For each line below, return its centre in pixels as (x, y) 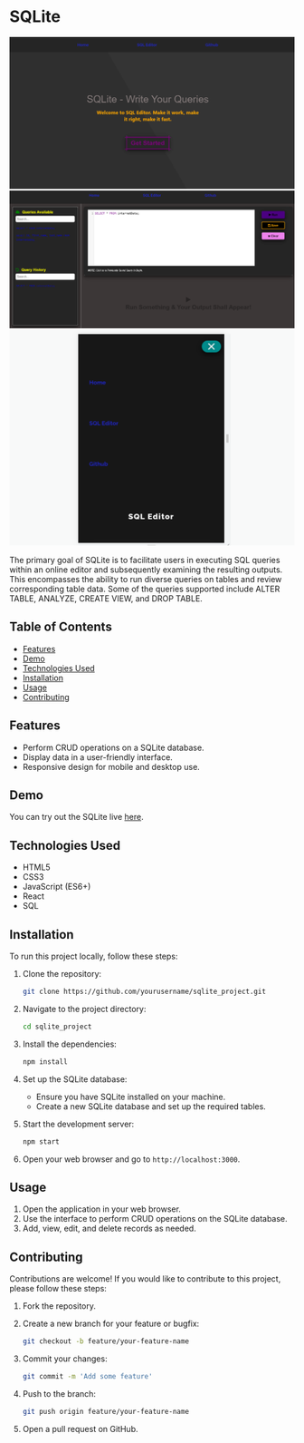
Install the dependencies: (70, 1044)
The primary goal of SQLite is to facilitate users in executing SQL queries (145, 561)
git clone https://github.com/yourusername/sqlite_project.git (144, 992)
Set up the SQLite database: (75, 1079)
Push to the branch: (59, 1393)
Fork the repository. (59, 1306)
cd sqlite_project (57, 1027)
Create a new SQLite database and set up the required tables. (151, 1106)
